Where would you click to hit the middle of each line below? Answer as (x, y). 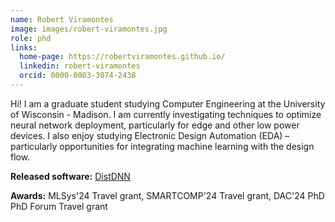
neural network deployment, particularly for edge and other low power (155, 125)
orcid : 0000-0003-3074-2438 (78, 76)
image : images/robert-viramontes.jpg (89, 29)
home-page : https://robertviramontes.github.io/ (122, 57)
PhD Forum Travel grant (59, 206)
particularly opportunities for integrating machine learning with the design (162, 146)
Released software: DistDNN (70, 176)
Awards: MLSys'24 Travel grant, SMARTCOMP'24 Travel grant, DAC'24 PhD (167, 195)
